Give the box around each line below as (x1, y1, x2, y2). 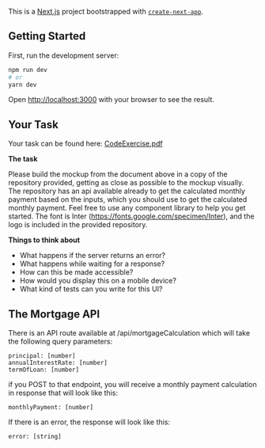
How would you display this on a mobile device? (19, 276, 176, 286)
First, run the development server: (8, 51, 119, 60)
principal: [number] (8, 352, 77, 360)
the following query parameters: (8, 336, 113, 347)
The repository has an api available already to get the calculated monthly (8, 186, 245, 196)
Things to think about (8, 235, 81, 245)
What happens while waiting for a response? (19, 259, 165, 268)
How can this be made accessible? (19, 268, 134, 277)
